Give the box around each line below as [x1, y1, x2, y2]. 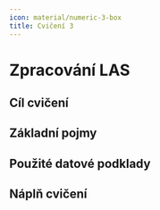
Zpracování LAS [9, 60, 131, 80]
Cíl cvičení [9, 96, 69, 111]
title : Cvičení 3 [9, 21, 74, 30]
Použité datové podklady [9, 155, 151, 171]
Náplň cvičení [9, 187, 88, 202]
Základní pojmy [9, 126, 97, 141]
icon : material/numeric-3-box [9, 13, 122, 22]
